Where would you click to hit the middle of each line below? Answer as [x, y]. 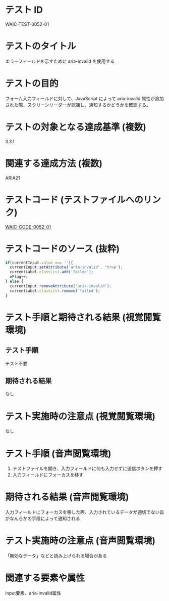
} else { [14, 282]
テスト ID [24, 10]
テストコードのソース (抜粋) [63, 249]
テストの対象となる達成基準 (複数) [76, 127]
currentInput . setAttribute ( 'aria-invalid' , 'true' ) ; [66, 267]
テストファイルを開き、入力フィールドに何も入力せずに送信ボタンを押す [88, 468]
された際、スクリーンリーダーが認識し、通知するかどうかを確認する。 [78, 105]
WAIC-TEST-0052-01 [27, 24]
